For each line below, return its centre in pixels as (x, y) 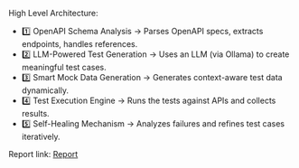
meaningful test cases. (64, 67)
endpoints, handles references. (79, 44)
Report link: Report (43, 154)
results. (36, 113)
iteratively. (41, 136)
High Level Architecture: (53, 13)
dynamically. (45, 90)
